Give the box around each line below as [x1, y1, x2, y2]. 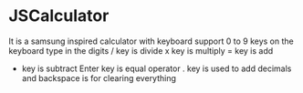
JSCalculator [8, 5, 110, 26]
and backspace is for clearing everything [21, 72, 177, 83]
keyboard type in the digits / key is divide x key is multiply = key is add [8, 45, 274, 56]
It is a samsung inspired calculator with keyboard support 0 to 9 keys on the [8, 36, 294, 46]
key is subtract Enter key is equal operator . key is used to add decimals [21, 63, 292, 74]
